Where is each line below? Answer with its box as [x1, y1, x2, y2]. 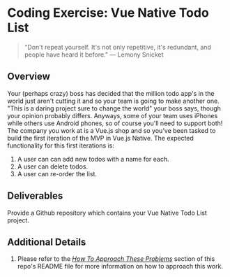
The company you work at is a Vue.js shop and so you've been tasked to [7, 126, 216, 134]
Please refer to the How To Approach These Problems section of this [17, 255, 215, 263]
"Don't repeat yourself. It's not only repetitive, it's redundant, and [24, 43, 211, 51]
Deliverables [7, 190, 63, 202]
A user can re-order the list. [17, 169, 98, 178]
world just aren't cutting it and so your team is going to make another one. [7, 97, 220, 105]
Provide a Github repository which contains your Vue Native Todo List [7, 208, 208, 217]
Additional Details [7, 236, 86, 248]
